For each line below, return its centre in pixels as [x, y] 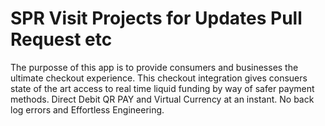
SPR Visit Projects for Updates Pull [156, 18]
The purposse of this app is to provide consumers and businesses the [154, 67]
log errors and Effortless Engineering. [87, 109]
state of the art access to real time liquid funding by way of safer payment [162, 88]
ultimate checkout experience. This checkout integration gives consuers [159, 78]
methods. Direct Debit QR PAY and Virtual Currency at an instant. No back [162, 99]
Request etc [61, 39]
